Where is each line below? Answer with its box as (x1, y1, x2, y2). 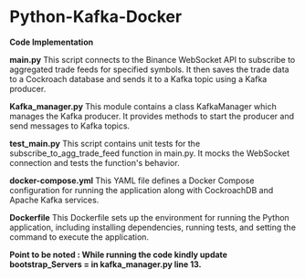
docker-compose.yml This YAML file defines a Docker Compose (9, 175, 255, 186)
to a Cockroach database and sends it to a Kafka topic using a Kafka (9, 73, 268, 84)
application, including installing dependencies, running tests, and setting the (9, 222, 297, 232)
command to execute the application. (9, 231, 149, 243)
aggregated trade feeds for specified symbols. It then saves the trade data (9, 64, 289, 75)
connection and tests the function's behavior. (9, 157, 180, 168)
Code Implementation (9, 36, 94, 47)
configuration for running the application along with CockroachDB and (9, 184, 274, 195)
